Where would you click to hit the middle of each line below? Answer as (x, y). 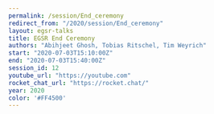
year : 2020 (27, 90)
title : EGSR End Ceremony (51, 38)
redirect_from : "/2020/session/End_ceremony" (86, 23)
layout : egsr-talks (41, 31)
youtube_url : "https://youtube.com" (70, 75)
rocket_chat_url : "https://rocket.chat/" (79, 83)
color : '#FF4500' (37, 98)
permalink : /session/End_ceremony (66, 16)
